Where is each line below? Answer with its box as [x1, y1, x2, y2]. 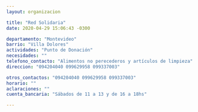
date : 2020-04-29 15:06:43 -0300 [6, 25, 91, 31]
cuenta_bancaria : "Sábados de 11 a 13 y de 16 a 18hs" [6, 91, 147, 98]
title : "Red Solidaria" [6, 19, 66, 26]
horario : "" [6, 80, 36, 86]
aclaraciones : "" [6, 86, 50, 92]
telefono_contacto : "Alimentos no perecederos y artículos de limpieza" [6, 58, 193, 64]
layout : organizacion [6, 8, 61, 15]
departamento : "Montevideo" [6, 36, 77, 42]
